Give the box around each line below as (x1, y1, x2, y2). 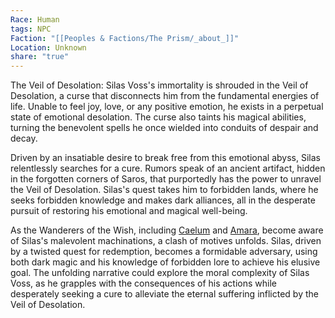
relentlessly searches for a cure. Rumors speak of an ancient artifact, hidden (10, 162, 326, 175)
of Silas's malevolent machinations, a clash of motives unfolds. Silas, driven (10, 235, 322, 247)
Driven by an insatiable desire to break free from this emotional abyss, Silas (10, 152, 321, 164)
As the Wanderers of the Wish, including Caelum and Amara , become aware (10, 224, 324, 236)
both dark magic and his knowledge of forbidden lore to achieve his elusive (10, 256, 321, 268)
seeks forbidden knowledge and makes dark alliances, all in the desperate (10, 194, 316, 206)
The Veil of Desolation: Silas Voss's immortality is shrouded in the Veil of (10, 79, 309, 91)
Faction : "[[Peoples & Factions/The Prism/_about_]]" (10, 33, 240, 43)
